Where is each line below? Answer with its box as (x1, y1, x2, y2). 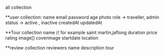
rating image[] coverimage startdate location (5, 35, 99, 41)
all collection (5, 5, 32, 10)
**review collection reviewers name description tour (5, 45, 114, 50)
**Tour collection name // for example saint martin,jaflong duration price (5, 30, 157, 35)
